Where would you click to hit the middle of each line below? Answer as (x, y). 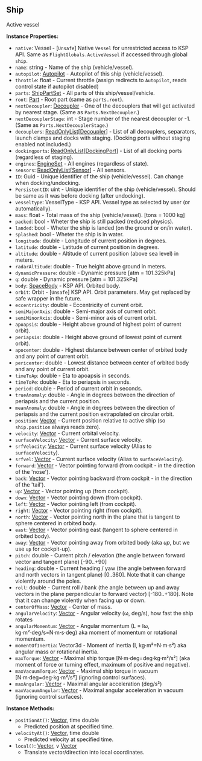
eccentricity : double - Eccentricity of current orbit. (79, 305)
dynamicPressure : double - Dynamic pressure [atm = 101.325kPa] (95, 273)
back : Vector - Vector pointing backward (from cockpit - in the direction (103, 478)
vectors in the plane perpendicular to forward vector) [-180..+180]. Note (104, 594)
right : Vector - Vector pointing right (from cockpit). (79, 510)
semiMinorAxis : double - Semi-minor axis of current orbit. (86, 317)
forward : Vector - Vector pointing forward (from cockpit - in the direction (105, 465)
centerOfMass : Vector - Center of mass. (64, 606)
